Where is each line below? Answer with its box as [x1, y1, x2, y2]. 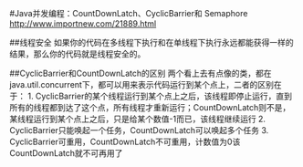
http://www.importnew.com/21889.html [9, 18, 157, 29]
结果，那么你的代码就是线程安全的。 [9, 48, 146, 59]
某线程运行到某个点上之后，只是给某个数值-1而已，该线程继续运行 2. [9, 113, 266, 124]
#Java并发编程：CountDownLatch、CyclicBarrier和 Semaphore [9, 8, 248, 18]
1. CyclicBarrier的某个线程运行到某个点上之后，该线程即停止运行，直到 [26, 90, 292, 101]
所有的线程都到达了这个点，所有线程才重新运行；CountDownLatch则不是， [9, 102, 291, 112]
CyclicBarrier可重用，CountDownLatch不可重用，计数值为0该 [9, 136, 241, 147]
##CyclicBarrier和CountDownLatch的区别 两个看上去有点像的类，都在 [9, 68, 272, 78]
